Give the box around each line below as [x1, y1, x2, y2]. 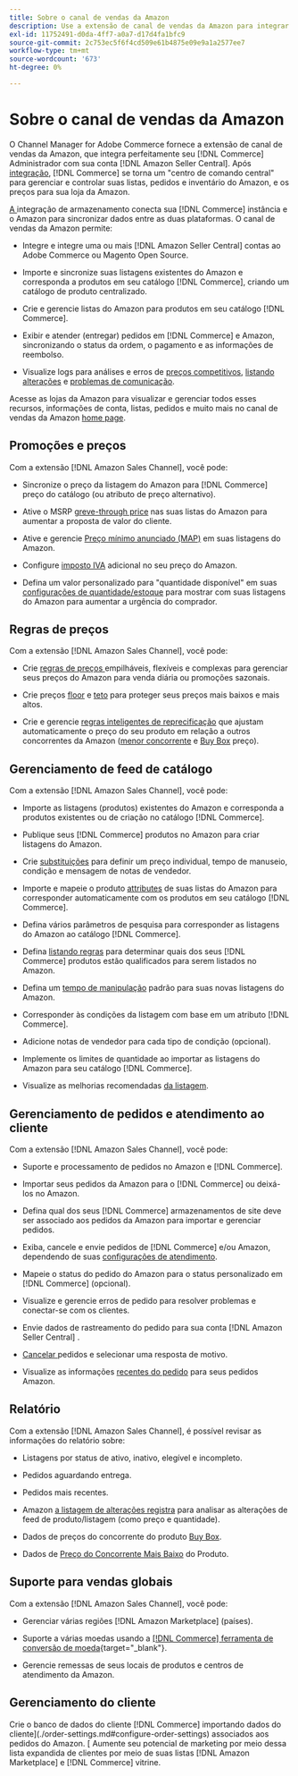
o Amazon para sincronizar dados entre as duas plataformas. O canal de [9, 213, 276, 224]
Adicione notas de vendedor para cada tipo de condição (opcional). [21, 1036, 271, 1047]
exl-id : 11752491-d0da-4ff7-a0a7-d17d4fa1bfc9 [9, 30, 186, 38]
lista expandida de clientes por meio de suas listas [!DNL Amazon [9, 1747, 250, 1758]
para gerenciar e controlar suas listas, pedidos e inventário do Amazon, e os [9, 176, 290, 188]
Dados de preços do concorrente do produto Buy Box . [21, 1531, 222, 1542]
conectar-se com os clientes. [21, 1305, 130, 1315]
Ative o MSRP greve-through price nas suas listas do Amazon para [21, 506, 268, 517]
